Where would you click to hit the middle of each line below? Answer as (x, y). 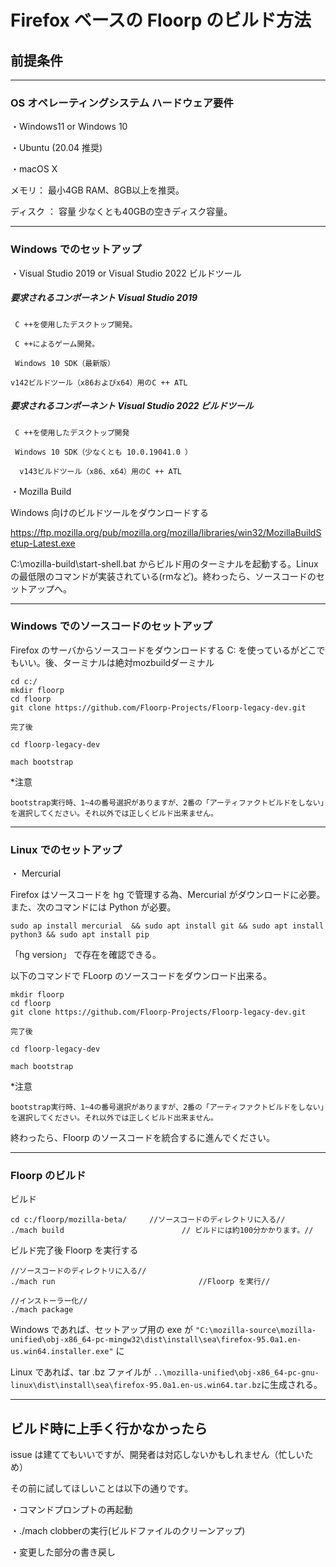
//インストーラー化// (49, 1301)
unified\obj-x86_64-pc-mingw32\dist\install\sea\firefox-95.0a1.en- (156, 1340)
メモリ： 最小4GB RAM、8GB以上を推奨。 (97, 190)
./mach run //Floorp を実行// (140, 1282)
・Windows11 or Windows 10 (69, 127)
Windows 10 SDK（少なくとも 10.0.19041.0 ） (103, 452)
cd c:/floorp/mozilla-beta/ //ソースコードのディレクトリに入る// (148, 1220)
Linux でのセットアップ (66, 849)
